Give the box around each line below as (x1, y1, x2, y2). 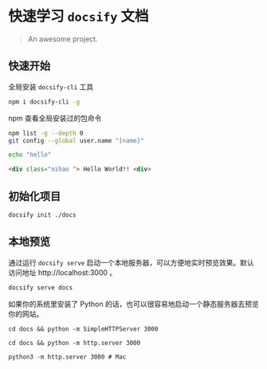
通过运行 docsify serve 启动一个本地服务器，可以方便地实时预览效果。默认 (8, 257, 254, 267)
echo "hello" (8, 151, 52, 159)
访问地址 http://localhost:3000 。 (8, 268, 117, 277)
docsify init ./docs (8, 210, 77, 219)
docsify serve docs (8, 284, 73, 292)
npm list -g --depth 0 (8, 129, 84, 137)
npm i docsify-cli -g (8, 97, 80, 106)
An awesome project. (27, 33, 98, 44)
